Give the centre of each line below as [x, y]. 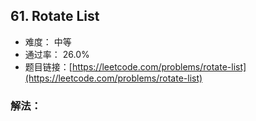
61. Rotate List [55, 16]
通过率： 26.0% [57, 54]
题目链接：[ [48, 66]
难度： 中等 [48, 41]
